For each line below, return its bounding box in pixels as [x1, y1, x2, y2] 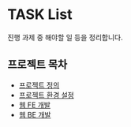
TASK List [7, 6, 73, 24]
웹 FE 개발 [18, 100, 51, 110]
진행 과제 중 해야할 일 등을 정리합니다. [7, 32, 123, 42]
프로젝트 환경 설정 [18, 90, 74, 99]
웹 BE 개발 [18, 110, 51, 119]
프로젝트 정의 [18, 80, 60, 90]
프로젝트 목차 [7, 58, 68, 72]
